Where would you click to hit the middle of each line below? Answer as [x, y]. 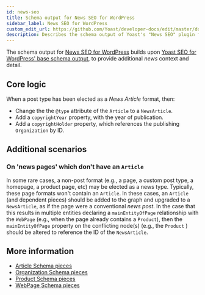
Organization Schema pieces [51, 272]
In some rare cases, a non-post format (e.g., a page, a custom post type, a [100, 180]
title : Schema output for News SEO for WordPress [71, 18]
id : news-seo [23, 12]
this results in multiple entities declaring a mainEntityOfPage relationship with [103, 213]
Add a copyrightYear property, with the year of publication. [89, 117]
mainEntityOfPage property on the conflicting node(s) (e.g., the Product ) [97, 225]
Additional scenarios [47, 149]
